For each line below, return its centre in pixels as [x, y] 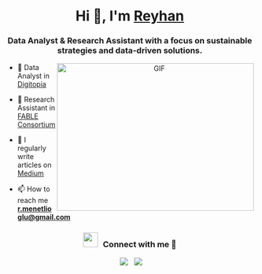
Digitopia [31, 84]
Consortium [36, 124]
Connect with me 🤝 [140, 245]
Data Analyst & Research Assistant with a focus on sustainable [130, 41]
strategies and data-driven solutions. [130, 50]
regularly [31, 148]
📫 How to [33, 189]
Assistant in [36, 108]
